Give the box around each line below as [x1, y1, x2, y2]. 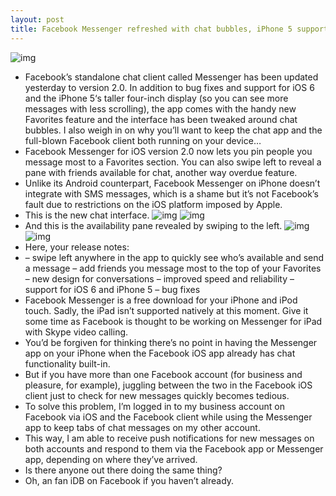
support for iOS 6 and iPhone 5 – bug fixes [24, 283, 201, 295]
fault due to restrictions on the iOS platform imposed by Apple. [24, 198, 283, 210]
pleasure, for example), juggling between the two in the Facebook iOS [24, 379, 313, 391]
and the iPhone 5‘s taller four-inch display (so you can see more [24, 92, 289, 104]
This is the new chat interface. [24, 209, 150, 221]
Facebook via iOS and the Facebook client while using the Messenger [24, 411, 313, 423]
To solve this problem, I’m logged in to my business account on [24, 400, 285, 412]
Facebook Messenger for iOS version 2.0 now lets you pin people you [24, 145, 313, 157]
